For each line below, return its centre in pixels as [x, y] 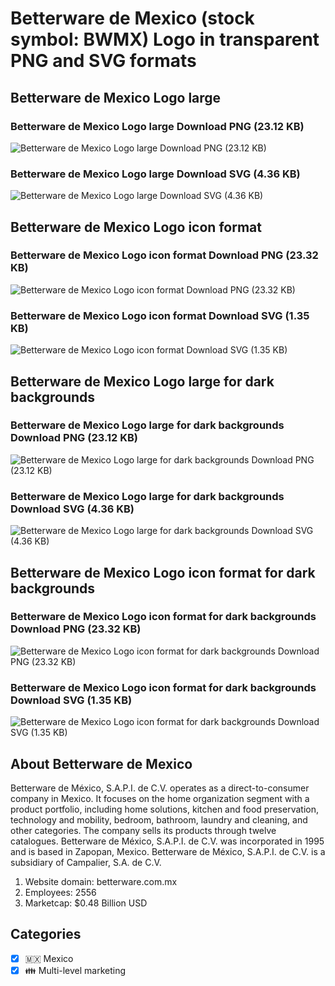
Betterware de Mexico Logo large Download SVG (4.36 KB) [155, 174]
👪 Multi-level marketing [75, 970]
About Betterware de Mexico [101, 763]
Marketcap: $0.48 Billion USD [86, 903]
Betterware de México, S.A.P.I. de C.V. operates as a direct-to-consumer [160, 788]
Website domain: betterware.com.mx [101, 881]
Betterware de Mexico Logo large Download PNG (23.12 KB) [157, 126]
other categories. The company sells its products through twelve [143, 830]
